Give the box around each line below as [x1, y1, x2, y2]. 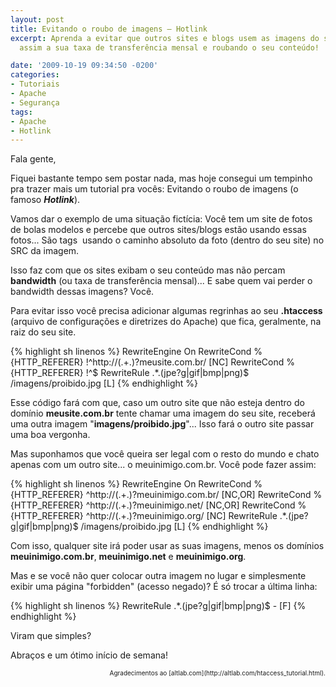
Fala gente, [10, 153, 57, 165]
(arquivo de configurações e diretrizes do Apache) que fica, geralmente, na [10, 316, 322, 328]
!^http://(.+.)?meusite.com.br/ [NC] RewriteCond [85, 356, 285, 368]
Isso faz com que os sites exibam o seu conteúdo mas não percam [10, 264, 286, 276]
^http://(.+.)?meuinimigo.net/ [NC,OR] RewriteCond [85, 499, 296, 511]
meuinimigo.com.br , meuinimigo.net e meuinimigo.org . [10, 551, 247, 563]
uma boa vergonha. [10, 429, 91, 441]
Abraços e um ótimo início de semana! [10, 649, 168, 661]
